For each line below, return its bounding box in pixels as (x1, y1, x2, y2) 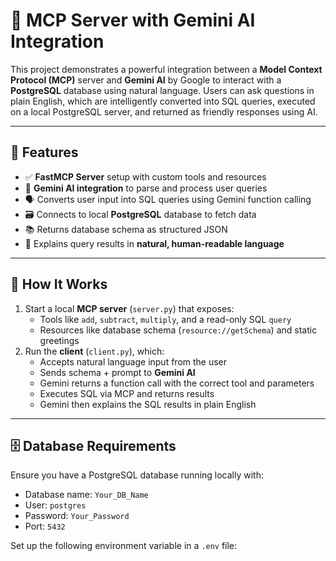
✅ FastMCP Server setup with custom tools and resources (24, 170, 267, 183)
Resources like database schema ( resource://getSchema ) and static (39, 324, 318, 336)
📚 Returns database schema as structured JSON (24, 223, 228, 235)
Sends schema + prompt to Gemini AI (39, 366, 196, 378)
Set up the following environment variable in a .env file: (10, 540, 238, 552)
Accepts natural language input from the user (39, 355, 228, 368)
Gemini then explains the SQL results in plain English (39, 398, 257, 410)
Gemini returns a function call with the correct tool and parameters (39, 377, 315, 389)
